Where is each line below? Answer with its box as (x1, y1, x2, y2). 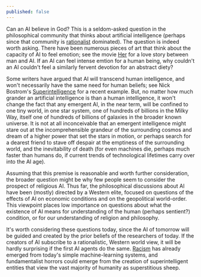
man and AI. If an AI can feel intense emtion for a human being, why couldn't (6, 57, 195, 64)
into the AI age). (6, 158, 46, 165)
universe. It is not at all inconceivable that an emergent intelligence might (6, 119, 187, 127)
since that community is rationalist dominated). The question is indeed (6, 38, 179, 45)
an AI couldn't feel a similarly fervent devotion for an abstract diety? (6, 64, 173, 71)
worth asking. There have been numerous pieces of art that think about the (6, 44, 191, 52)
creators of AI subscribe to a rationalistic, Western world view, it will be (6, 238, 181, 246)
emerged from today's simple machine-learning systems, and (6, 251, 159, 258)
